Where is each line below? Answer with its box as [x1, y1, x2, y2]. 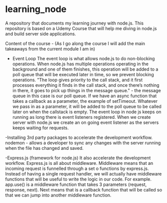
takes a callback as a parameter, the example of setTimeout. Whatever [12, 98, 158, 104]
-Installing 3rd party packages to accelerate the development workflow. [5, 134, 153, 140]
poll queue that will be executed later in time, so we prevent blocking [12, 71, 154, 77]
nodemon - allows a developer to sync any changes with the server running [5, 139, 161, 146]
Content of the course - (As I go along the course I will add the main [5, 40, 145, 46]
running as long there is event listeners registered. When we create [12, 114, 151, 120]
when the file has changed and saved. [5, 145, 84, 151]
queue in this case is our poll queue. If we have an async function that [12, 93, 157, 99]
